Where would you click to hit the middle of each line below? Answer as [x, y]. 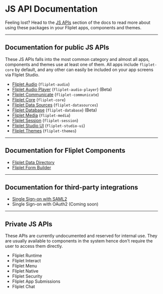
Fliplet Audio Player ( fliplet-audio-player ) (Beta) [62, 89]
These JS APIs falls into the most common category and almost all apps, [77, 59]
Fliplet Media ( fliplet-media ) [41, 115]
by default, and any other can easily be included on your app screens [84, 70]
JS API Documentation [51, 9]
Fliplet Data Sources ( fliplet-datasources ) [55, 105]
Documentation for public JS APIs [57, 47]
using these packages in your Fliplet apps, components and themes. [73, 27]
